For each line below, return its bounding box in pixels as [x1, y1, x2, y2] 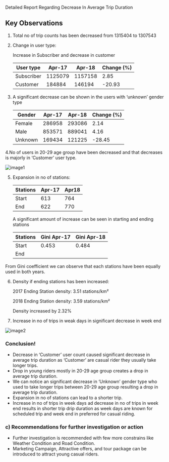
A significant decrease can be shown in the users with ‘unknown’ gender [12, 94, 164, 100]
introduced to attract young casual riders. [12, 451, 99, 457]
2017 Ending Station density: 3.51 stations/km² [12, 288, 109, 294]
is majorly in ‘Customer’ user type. [5, 155, 77, 161]
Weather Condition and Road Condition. [12, 440, 95, 446]
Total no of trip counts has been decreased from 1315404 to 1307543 [12, 32, 156, 38]
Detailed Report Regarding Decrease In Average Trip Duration [5, 5, 133, 10]
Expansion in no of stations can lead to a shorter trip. [12, 395, 123, 401]
